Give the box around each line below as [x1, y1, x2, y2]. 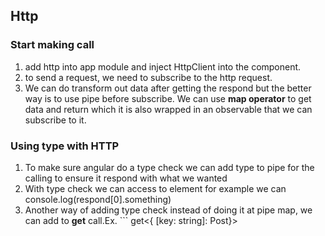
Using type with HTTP [10, 139, 120, 153]
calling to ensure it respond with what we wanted [24, 172, 228, 184]
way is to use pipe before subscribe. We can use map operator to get [24, 92, 312, 104]
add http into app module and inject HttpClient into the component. [24, 60, 302, 73]
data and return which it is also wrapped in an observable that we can [24, 103, 313, 115]
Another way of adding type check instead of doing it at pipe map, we [24, 204, 313, 216]
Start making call [10, 38, 95, 52]
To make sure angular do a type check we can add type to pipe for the [24, 161, 315, 173]
